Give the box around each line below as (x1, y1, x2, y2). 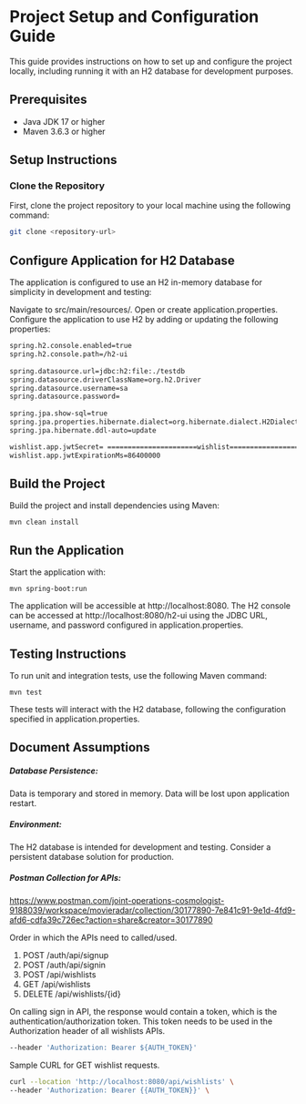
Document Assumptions (9, 740, 150, 755)
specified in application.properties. (9, 713, 140, 724)
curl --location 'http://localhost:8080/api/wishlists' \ (9, 1078, 234, 1087)
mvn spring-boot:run (9, 585, 88, 594)
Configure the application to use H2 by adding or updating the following (9, 314, 279, 325)
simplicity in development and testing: (9, 287, 152, 298)
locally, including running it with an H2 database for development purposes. (9, 66, 294, 77)
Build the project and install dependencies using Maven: (9, 500, 220, 511)
